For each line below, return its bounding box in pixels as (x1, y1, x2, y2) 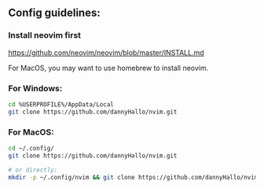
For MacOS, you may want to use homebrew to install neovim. (8, 63, 209, 72)
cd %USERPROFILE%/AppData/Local (8, 100, 114, 109)
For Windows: (8, 83, 63, 94)
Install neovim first (8, 30, 81, 41)
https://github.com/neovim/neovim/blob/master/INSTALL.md (8, 47, 204, 57)
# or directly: (8, 165, 58, 174)
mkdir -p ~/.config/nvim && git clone (8, 173, 135, 181)
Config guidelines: (8, 6, 101, 20)
